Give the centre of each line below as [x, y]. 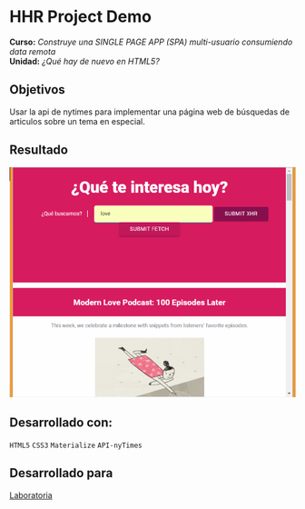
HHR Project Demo [81, 17]
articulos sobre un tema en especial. [77, 121]
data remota [33, 51]
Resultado [39, 150]
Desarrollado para [61, 473]
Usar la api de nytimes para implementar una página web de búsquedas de [150, 112]
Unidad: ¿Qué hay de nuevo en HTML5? [85, 61]
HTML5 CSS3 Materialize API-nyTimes [76, 445]
